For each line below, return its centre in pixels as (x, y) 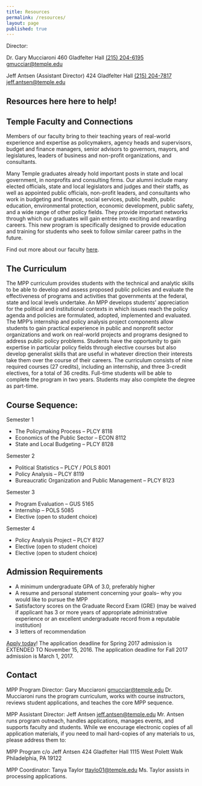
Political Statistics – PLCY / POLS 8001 (62, 468)
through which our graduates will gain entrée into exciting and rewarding (96, 219)
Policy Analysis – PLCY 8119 (49, 474)
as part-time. (22, 386)
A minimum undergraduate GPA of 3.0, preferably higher (85, 586)
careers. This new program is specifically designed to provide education (96, 225)
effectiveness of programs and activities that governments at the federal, (97, 296)
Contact (22, 675)
